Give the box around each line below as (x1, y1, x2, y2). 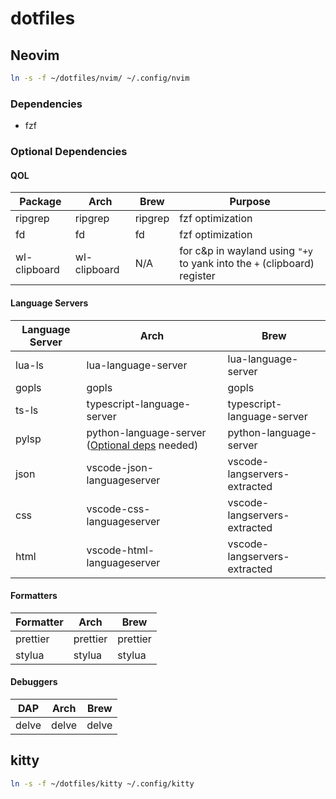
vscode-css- (86, 502, 151, 516)
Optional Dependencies (10, 145, 128, 159)
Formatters (10, 590, 58, 602)
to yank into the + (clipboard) (179, 257, 315, 271)
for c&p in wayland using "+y (179, 244, 313, 258)
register (179, 269, 216, 283)
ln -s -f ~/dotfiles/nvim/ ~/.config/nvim (10, 73, 190, 83)
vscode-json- (86, 460, 155, 474)
